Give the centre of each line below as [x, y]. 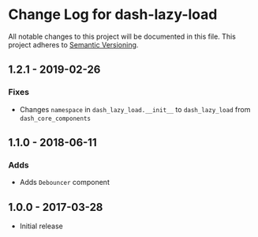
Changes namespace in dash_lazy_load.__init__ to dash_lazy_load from [135, 109]
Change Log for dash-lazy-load [113, 15]
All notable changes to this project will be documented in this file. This [122, 36]
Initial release [41, 226]
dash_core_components [55, 118]
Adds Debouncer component [65, 182]
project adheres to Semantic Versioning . [73, 44]
